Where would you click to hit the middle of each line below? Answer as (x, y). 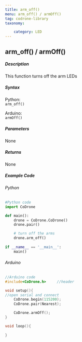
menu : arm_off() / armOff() (33, 14)
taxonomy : (15, 23)
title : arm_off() (22, 9)
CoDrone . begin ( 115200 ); (38, 300)
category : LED (28, 32)
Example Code (20, 175)
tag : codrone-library (27, 18)
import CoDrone (20, 207)
